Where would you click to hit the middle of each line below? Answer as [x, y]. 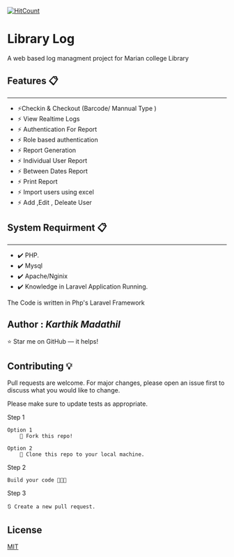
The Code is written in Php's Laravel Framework [76, 303]
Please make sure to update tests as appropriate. [78, 404]
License [25, 530]
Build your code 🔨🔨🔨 [37, 480]
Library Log [41, 39]
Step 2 [17, 468]
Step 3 [17, 493]
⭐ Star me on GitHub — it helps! [53, 342]
